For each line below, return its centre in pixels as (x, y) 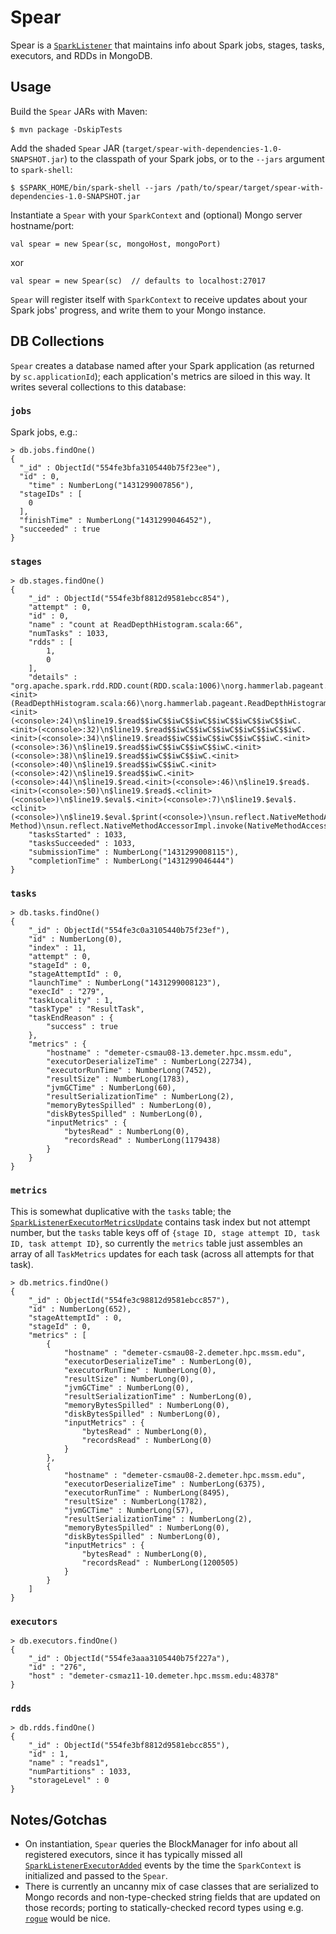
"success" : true (82, 1027)
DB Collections (57, 341)
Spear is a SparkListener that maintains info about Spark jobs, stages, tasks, (167, 45)
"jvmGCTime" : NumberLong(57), (129, 1510)
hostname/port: (42, 225)
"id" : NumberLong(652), (80, 1309)
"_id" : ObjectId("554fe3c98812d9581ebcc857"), (129, 1300)
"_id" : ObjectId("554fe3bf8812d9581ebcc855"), (129, 1746)
